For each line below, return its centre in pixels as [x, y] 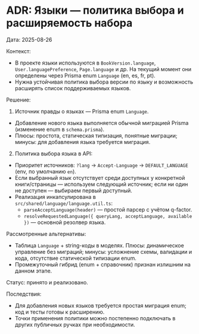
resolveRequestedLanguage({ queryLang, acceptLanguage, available [108, 216]
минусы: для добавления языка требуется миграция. [83, 142]
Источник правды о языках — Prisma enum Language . [82, 111]
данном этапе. [33, 271]
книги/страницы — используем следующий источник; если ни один [101, 184]
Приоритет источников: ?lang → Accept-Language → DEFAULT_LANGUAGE [102, 165]
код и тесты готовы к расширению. [60, 312]
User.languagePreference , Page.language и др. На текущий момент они [103, 69]
